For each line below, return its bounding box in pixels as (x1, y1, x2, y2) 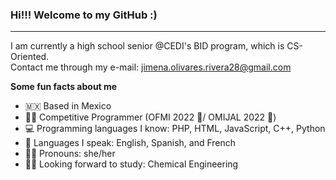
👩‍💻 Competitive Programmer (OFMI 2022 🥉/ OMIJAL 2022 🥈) (24, 111, 277, 123)
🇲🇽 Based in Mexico (24, 100, 112, 112)
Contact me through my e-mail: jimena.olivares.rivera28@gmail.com (10, 61, 292, 73)
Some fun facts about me (10, 81, 118, 93)
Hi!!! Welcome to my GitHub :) (10, 8, 158, 22)
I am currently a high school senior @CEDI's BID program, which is (10, 40, 285, 52)
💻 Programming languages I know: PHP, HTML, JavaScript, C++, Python (24, 123, 326, 135)
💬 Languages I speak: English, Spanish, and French (24, 137, 237, 149)
